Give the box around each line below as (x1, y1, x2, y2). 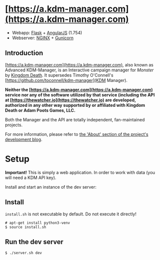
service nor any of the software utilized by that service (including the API (5, 92, 155, 97)
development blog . (5, 136, 43, 142)
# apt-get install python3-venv (5, 220, 70, 225)
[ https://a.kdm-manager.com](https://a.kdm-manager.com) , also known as (5, 62, 154, 67)
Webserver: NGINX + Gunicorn (12, 35, 74, 41)
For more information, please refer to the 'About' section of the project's (5, 131, 148, 137)
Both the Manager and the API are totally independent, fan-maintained (5, 116, 145, 122)
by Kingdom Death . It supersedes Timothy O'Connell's (5, 72, 114, 78)
